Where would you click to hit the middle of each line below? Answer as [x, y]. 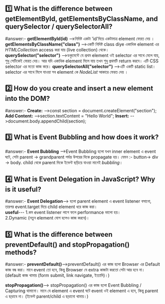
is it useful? [23, 189]
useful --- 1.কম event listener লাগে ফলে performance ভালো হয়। [63, 213]
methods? [21, 252]
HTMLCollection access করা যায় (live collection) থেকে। [57, 49]
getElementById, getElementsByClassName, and [82, 19]
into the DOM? [28, 99]
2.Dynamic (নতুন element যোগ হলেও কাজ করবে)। [47, 218]
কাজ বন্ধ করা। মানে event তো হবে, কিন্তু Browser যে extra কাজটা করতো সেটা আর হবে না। [75, 270]
